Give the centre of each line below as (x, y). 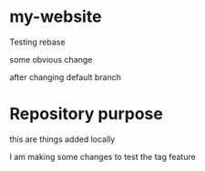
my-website (56, 17)
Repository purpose (87, 114)
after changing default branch (65, 77)
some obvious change (51, 59)
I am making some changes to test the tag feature (102, 156)
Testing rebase (37, 42)
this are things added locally (62, 139)
